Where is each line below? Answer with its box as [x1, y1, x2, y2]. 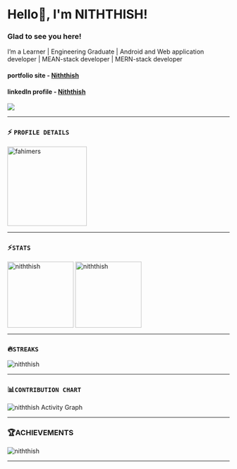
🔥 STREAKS [7, 343, 39, 353]
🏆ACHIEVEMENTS [7, 428, 74, 438]
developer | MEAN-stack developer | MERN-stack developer [7, 55, 183, 63]
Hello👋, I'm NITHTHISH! [7, 6, 148, 23]
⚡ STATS [7, 243, 31, 252]
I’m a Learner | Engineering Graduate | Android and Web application [7, 47, 205, 56]
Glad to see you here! [7, 32, 82, 42]
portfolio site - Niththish [7, 71, 80, 80]
